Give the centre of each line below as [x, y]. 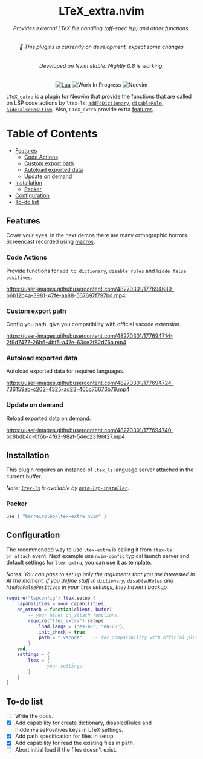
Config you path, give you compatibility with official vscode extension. [94, 324]
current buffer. [24, 476]
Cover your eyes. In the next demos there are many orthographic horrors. [98, 235]
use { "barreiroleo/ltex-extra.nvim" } [56, 516]
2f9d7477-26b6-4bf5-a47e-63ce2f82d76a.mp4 [66, 342]
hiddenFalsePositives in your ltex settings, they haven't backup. [87, 587]
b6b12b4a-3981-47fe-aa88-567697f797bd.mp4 [66, 295]
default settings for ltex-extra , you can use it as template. [79, 563]
